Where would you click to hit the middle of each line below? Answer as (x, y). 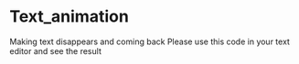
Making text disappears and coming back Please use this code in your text (150, 41)
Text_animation (69, 17)
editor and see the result (56, 50)
